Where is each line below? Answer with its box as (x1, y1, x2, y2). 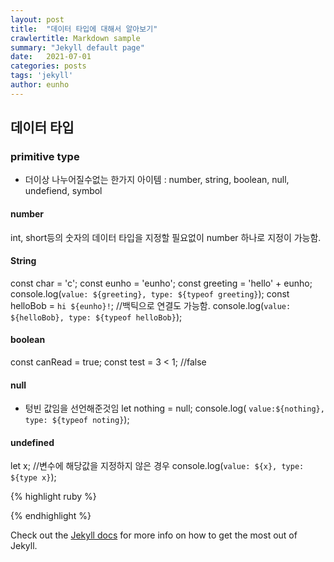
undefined (10, 436, 55, 448)
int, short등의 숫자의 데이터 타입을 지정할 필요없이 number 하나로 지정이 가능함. (10, 231, 322, 243)
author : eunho (10, 80, 70, 90)
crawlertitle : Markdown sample (10, 33, 141, 43)
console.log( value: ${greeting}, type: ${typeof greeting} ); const (10, 287, 290, 300)
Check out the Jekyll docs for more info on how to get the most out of (10, 529, 298, 541)
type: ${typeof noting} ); (24, 414, 130, 426)
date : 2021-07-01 (10, 52, 92, 62)
